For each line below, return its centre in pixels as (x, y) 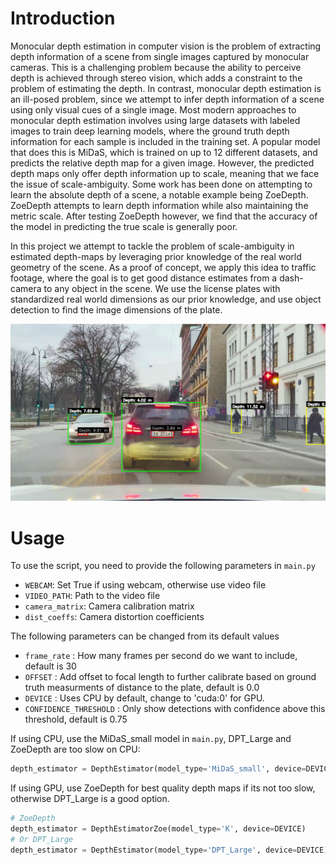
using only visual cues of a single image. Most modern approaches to (153, 109)
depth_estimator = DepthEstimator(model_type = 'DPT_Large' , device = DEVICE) (169, 850)
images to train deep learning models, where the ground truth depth (150, 131)
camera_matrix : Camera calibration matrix (109, 606)
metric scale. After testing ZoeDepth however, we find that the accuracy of (164, 216)
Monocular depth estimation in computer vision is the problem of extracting (166, 46)
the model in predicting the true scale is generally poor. (124, 226)
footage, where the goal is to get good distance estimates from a (144, 278)
